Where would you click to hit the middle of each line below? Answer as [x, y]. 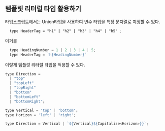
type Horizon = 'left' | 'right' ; [41, 115]
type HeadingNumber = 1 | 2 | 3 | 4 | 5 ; [53, 50]
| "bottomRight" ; [27, 101]
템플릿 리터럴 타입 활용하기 [43, 9]
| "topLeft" [22, 83]
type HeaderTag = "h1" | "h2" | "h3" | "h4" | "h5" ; [66, 31]
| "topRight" [23, 88]
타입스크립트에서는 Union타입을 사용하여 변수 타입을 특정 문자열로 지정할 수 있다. [83, 22]
